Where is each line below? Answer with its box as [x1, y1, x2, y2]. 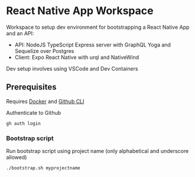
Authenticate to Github [6, 109, 61, 116]
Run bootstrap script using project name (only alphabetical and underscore [6, 148, 189, 155]
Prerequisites [6, 82, 57, 92]
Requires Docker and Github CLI [6, 98, 84, 105]
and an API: [6, 29, 34, 36]
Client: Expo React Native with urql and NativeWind [14, 54, 139, 61]
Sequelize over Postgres [14, 47, 74, 54]
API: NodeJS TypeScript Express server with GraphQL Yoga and [14, 41, 171, 48]
